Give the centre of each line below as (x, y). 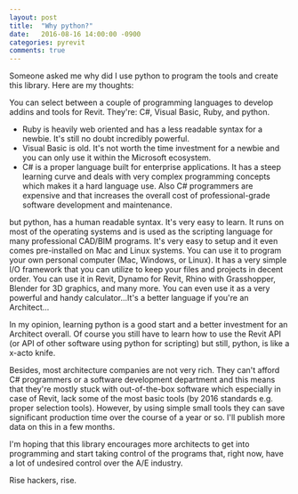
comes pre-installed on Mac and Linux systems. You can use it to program (145, 251)
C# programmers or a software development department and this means (142, 380)
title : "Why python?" (51, 26)
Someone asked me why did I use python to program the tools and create (144, 76)
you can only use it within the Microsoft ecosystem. (117, 158)
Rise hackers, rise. (43, 481)
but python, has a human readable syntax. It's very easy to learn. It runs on (147, 223)
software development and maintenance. (97, 205)
